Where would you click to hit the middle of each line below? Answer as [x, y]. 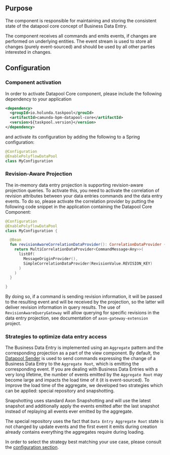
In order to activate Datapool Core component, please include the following [83, 93]
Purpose [19, 8]
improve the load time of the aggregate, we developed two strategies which [84, 385]
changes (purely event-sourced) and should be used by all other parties [80, 46]
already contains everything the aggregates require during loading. [75, 432]
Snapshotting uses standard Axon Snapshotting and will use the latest [78, 401]
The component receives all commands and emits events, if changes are [81, 36]
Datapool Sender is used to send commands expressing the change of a [80, 359]
